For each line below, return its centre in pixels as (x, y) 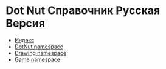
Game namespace (37, 59)
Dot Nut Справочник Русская (83, 11)
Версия (25, 23)
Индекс (24, 40)
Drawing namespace (40, 53)
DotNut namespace (39, 47)
